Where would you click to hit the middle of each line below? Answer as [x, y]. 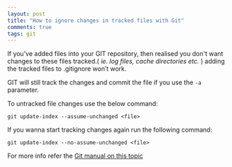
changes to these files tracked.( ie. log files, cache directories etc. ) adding [116, 62]
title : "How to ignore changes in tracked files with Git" [96, 21]
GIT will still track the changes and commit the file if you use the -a [104, 83]
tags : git [22, 34]
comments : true [30, 27]
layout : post [26, 14]
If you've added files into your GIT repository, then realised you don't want [115, 54]
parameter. [23, 90]
